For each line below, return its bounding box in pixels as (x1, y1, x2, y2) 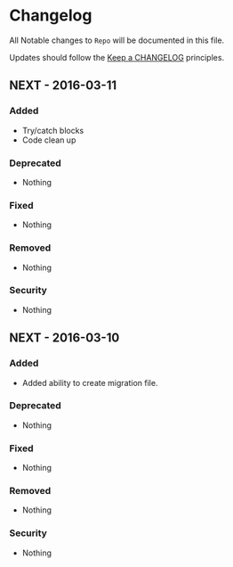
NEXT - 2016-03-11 (9, 78, 117, 94)
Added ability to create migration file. (21, 377, 158, 388)
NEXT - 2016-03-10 (9, 331, 120, 346)
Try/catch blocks (21, 125, 84, 136)
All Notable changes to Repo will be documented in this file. (9, 35, 225, 45)
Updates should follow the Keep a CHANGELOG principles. (9, 52, 225, 62)
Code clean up (21, 135, 76, 145)
